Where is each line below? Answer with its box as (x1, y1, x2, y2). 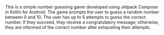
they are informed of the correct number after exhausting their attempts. (5, 24, 151, 30)
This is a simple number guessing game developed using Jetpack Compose (5, 4, 158, 10)
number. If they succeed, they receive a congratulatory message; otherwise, (5, 19, 159, 25)
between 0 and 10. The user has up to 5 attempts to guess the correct (5, 14, 146, 20)
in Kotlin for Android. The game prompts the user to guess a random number (5, 9, 160, 15)
